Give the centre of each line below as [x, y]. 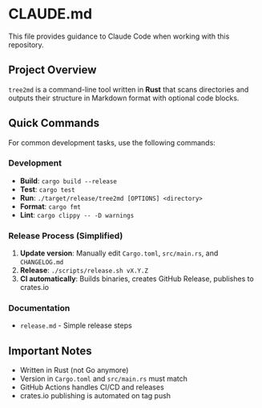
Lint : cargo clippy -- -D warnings [77, 214]
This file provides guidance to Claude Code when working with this [119, 36]
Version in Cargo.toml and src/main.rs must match [104, 379]
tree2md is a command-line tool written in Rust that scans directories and [129, 89]
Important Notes [50, 351]
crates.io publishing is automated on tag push [95, 396]
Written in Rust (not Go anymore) [74, 370]
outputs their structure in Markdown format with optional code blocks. [124, 98]
